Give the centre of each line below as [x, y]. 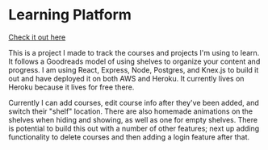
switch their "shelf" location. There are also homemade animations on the [131, 111]
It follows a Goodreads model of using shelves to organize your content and [134, 61]
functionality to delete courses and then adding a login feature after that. [129, 137]
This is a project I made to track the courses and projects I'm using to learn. [134, 52]
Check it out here [37, 37]
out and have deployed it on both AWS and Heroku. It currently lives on [126, 78]
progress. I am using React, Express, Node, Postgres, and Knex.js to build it [134, 69]
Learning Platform [70, 15]
